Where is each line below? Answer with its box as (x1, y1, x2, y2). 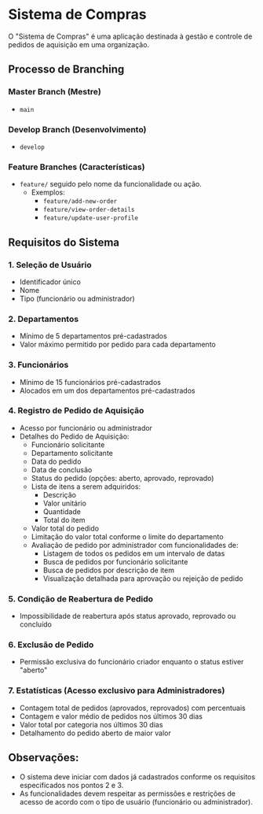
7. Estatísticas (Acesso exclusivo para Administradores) (8, 685, 225, 696)
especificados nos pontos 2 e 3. (19, 780, 124, 790)
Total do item (42, 515, 86, 524)
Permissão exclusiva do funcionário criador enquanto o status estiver (19, 657, 244, 667)
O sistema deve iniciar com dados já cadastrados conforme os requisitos (19, 771, 256, 781)
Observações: (8, 751, 79, 764)
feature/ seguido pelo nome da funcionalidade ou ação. (19, 179, 203, 189)
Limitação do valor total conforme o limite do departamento (31, 531, 224, 541)
